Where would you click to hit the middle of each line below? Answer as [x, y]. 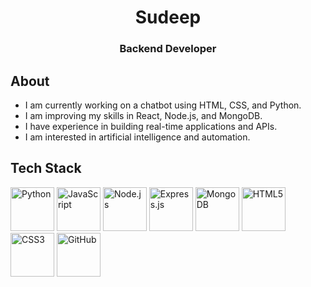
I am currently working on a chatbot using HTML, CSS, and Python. [163, 105]
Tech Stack [46, 168]
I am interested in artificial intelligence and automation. [137, 137]
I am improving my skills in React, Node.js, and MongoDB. [143, 115]
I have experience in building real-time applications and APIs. [151, 126]
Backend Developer [168, 49]
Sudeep [168, 17]
